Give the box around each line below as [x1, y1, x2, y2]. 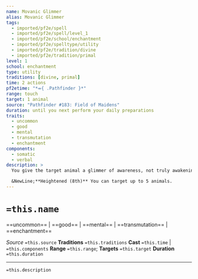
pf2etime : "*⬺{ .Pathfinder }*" [6, 86, 87, 91]
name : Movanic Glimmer [6, 8, 62, 15]
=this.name [6, 204, 60, 215]
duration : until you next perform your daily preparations [6, 107, 154, 113]
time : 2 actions [6, 80, 46, 86]
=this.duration [6, 251, 44, 257]
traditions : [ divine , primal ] [6, 74, 81, 80]
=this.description [6, 267, 51, 273]
